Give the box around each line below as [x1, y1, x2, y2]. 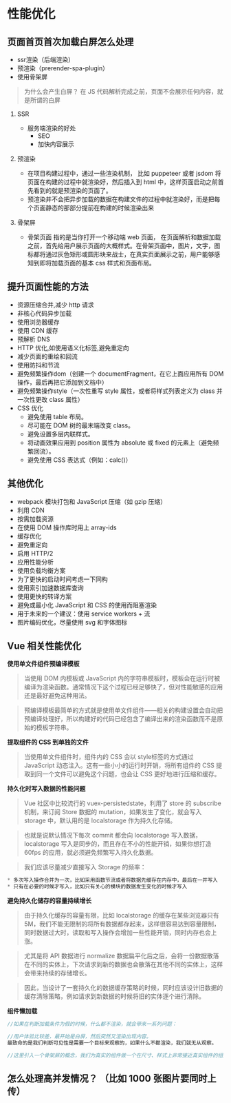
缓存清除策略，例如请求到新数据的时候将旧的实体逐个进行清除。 [23, 992, 205, 1000]
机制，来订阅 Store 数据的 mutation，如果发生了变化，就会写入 [23, 808, 202, 816]
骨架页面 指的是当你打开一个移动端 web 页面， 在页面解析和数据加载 [27, 233, 221, 241]
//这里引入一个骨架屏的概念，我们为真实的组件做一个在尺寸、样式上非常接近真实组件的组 [7, 1052, 223, 1059]
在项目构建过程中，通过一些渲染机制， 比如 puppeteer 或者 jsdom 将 [27, 170, 221, 177]
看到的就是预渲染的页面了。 [33, 187, 112, 194]
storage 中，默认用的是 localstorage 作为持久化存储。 [23, 816, 177, 824]
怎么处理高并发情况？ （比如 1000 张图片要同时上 [7, 1073, 217, 1084]
